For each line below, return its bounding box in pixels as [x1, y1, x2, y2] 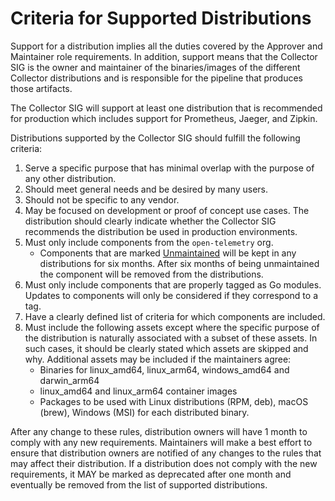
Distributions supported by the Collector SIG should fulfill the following [10, 132, 301, 144]
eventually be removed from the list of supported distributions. [10, 478, 268, 491]
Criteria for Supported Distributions [10, 7, 312, 30]
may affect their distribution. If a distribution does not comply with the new [10, 457, 318, 469]
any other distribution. [24, 172, 117, 184]
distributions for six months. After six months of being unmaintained [39, 257, 320, 269]
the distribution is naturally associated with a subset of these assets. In [24, 332, 318, 344]
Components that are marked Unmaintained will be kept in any [39, 247, 297, 259]
